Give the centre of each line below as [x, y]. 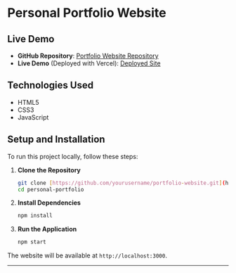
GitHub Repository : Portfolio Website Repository [88, 56]
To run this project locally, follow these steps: [73, 156]
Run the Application [47, 229]
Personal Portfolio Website [87, 13]
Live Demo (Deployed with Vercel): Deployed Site [89, 63]
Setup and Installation [56, 140]
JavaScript [33, 117]
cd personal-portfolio [51, 189]
